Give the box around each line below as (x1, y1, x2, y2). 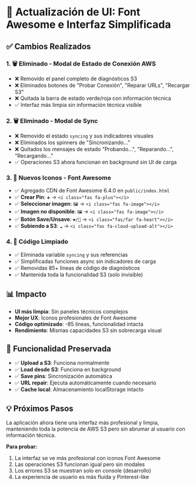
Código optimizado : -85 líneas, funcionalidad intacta (14, 320, 144, 327)
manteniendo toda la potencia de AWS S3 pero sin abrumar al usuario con (6, 425, 185, 433)
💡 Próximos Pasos (6, 403, 74, 413)
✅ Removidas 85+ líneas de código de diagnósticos (14, 264, 140, 271)
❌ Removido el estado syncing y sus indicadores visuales (14, 132, 154, 139)
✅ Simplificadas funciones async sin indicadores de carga (14, 257, 156, 265)
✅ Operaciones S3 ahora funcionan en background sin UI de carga (14, 159, 177, 166)
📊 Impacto (6, 289, 47, 299)
